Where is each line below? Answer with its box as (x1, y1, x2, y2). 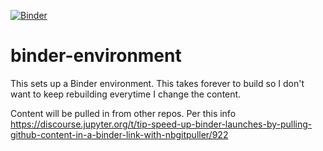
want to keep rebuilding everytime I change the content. (10, 88, 242, 100)
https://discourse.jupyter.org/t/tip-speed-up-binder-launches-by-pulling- (10, 118, 313, 130)
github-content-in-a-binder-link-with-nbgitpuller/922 (10, 128, 229, 140)
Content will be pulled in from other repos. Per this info (10, 107, 237, 119)
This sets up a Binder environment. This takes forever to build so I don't (10, 77, 305, 89)
